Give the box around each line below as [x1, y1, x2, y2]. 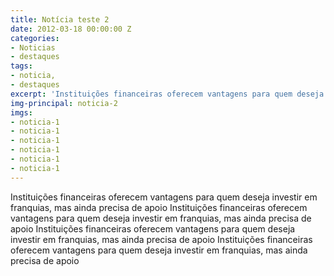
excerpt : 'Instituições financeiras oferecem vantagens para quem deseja [10, 89, 325, 99]
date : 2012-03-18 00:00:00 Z [10, 24, 132, 34]
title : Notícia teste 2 [10, 14, 110, 25]
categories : [10, 33, 60, 43]
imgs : [10, 107, 33, 118]
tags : [10, 61, 33, 71]
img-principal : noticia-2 [10, 98, 118, 108]
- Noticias [10, 42, 56, 53]
